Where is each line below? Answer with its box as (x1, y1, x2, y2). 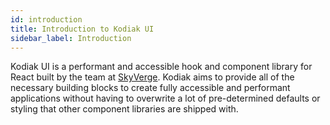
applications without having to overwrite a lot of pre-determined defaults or (10, 92, 321, 105)
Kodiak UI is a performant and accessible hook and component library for (10, 61, 313, 73)
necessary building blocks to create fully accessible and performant (10, 82, 291, 94)
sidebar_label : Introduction (10, 33, 132, 43)
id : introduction (10, 14, 83, 25)
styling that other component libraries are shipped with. (10, 103, 239, 115)
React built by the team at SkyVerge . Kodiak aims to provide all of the (10, 71, 295, 83)
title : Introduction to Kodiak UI (10, 24, 155, 34)
